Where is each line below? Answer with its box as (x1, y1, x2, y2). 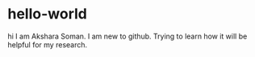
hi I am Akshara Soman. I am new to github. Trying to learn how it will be (7, 31, 248, 41)
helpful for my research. (7, 39, 88, 49)
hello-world (7, 5, 88, 23)
